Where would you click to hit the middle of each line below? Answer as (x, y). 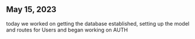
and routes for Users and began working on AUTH (67, 30)
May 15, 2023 (32, 10)
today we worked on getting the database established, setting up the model (98, 23)
